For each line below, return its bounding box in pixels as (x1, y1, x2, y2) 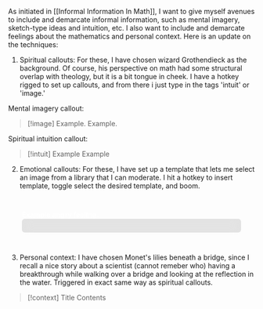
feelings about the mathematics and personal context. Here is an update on (8, 31, 251, 41)
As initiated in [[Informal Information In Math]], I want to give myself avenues (8, 7, 255, 16)
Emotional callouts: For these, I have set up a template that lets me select (19, 165, 255, 173)
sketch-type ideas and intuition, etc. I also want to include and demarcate (8, 24, 245, 32)
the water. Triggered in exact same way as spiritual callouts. (19, 278, 213, 287)
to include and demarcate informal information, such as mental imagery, (8, 15, 240, 24)
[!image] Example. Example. (27, 119, 117, 128)
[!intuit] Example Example (27, 149, 110, 158)
